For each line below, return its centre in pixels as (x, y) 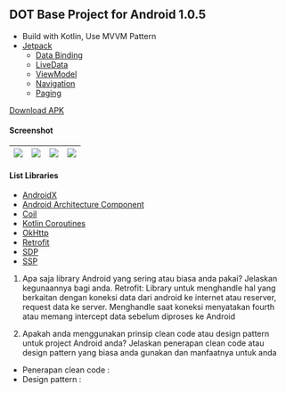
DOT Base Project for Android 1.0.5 (108, 15)
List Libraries (34, 175)
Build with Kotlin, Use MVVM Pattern (89, 36)
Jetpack (37, 45)
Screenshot (31, 131)
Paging (49, 93)
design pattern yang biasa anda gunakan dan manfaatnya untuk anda (149, 353)
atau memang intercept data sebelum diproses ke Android (129, 316)
